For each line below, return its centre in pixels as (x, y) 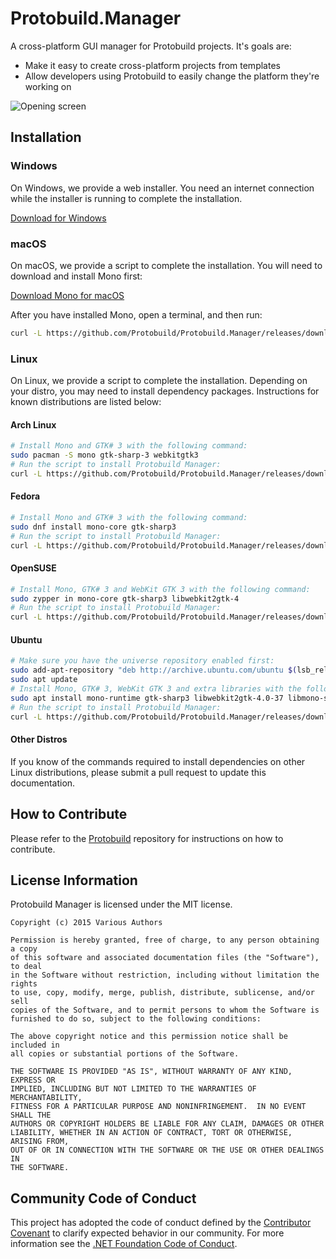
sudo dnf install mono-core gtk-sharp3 (93, 527)
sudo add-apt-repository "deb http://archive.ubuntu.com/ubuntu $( (154, 670)
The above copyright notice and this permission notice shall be (149, 1037)
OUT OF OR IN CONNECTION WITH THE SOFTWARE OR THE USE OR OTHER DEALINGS (167, 1150)
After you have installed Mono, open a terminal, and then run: (136, 314)
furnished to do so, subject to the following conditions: (136, 1019)
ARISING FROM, (40, 1142)
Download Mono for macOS (67, 295)
